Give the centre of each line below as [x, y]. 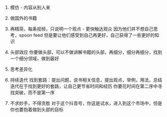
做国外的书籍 [23, 18]
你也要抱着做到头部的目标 [37, 109]
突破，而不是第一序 [34, 93]
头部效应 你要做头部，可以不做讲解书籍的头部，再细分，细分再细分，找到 [86, 52]
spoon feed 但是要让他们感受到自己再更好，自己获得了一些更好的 [87, 35]
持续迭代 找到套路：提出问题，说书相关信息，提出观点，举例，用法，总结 [86, 80]
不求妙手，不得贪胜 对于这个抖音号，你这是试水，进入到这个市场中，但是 [86, 103]
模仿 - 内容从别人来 [30, 7]
